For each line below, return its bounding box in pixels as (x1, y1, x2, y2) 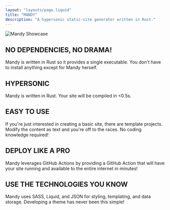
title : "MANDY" (5, 12, 38, 17)
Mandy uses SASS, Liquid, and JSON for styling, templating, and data (5, 194, 151, 200)
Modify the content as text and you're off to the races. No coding (5, 126, 141, 132)
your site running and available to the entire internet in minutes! (5, 165, 138, 171)
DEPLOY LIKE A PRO (5, 146, 70, 155)
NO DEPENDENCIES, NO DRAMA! (5, 45, 112, 54)
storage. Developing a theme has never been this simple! (5, 199, 125, 205)
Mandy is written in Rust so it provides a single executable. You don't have (5, 59, 161, 65)
